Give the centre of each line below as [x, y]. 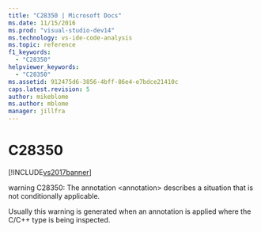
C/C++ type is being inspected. [59, 219]
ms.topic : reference [42, 45]
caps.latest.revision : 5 [49, 89]
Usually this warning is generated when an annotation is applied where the [130, 211]
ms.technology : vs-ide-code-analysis [70, 38]
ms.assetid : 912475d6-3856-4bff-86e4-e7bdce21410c [93, 82]
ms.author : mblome [38, 104]
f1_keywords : [30, 52]
